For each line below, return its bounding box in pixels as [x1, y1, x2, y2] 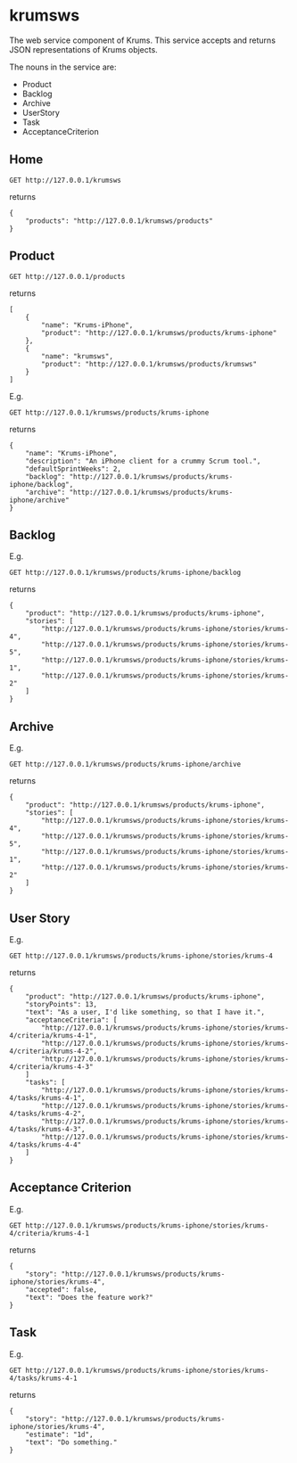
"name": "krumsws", [41, 351, 114, 361]
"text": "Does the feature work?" [25, 1293, 153, 1302]
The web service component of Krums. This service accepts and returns [9, 35, 276, 45]
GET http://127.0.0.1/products [9, 272, 126, 281]
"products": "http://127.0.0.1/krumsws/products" [25, 216, 214, 226]
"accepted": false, [25, 1285, 98, 1294]
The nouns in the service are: [9, 62, 118, 72]
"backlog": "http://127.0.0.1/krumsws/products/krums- [25, 472, 234, 481]
